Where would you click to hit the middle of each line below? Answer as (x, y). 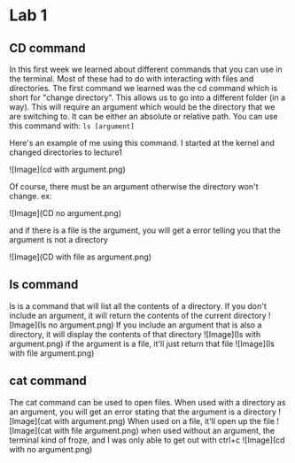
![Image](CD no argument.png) (66, 213)
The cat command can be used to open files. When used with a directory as (147, 402)
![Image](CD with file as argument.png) (81, 257)
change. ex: (31, 196)
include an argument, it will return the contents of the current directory (138, 315)
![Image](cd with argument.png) (67, 170)
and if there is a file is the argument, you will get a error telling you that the (145, 230)
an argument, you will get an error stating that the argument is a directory (143, 412)
